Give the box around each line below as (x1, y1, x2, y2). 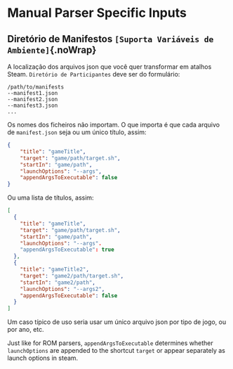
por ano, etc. (7, 325, 44, 334)
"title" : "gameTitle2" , (20, 266, 90, 273)
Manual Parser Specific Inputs (7, 5, 187, 21)
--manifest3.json (7, 102, 58, 109)
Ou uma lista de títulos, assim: (7, 193, 94, 202)
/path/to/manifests (7, 84, 65, 91)
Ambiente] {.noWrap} (7, 44, 97, 56)
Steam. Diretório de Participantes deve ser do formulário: (7, 70, 180, 78)
